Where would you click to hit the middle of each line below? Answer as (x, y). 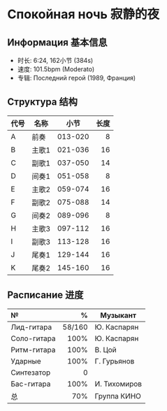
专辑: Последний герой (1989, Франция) (77, 78)
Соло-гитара (33, 338)
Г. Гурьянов (115, 361)
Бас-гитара (31, 384)
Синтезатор (31, 373)
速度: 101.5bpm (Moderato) (56, 69)
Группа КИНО (118, 396)
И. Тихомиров (118, 384)
